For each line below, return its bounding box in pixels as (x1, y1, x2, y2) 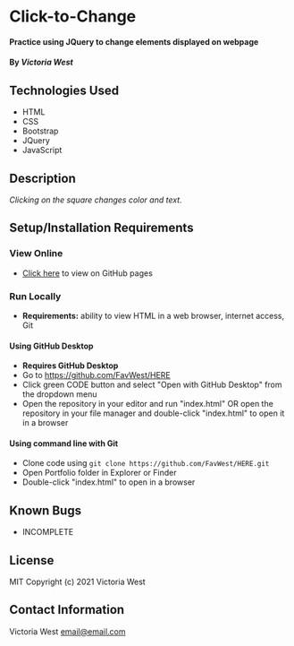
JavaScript (21, 145, 63, 156)
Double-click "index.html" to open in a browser (21, 477, 196, 487)
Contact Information (9, 602, 125, 617)
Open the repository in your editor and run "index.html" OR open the (21, 399, 274, 409)
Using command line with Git (9, 437, 119, 449)
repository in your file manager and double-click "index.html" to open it (21, 408, 285, 418)
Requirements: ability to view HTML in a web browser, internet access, (21, 310, 285, 321)
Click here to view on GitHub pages (21, 267, 154, 279)
